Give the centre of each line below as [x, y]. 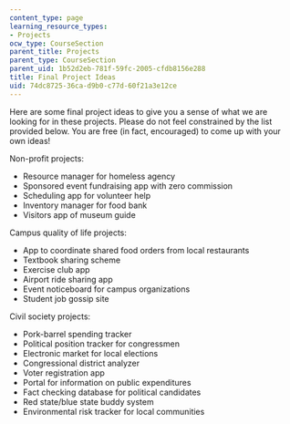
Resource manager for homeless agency [99, 176]
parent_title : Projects [55, 52]
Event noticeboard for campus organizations [106, 289]
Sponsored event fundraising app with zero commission [128, 186]
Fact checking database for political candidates [112, 392]
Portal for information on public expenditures [107, 382]
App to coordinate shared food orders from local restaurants [136, 250]
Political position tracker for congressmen [101, 344]
